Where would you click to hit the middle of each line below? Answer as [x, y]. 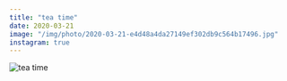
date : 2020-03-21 [42, 26]
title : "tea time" [43, 17]
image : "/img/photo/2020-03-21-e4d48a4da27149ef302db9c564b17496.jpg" [144, 34]
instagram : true [39, 42]
